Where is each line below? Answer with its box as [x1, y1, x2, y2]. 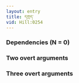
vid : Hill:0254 [6, 19, 43, 25]
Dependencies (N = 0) [6, 38, 70, 46]
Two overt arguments [6, 54, 68, 62]
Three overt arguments [6, 70, 73, 78]
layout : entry [6, 8, 41, 15]
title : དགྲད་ [6, 14, 34, 20]
